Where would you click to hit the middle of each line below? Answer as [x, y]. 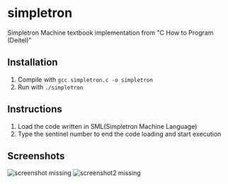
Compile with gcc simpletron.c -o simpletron [85, 79]
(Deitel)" [19, 40]
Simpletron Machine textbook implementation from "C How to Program [110, 33]
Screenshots [36, 156]
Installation [33, 63]
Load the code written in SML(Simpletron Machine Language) [107, 126]
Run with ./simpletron [50, 87]
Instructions [35, 109]
